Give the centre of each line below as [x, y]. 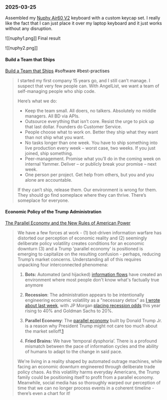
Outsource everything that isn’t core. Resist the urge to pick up [89, 121]
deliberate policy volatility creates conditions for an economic [81, 243]
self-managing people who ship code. [56, 91]
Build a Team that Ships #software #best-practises [57, 71]
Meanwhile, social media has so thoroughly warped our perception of [89, 382]
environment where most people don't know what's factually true [92, 280]
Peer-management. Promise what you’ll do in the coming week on [93, 159]
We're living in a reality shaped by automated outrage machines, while [90, 361]
